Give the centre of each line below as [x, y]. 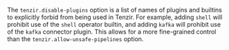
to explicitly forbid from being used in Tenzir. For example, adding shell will [115, 17]
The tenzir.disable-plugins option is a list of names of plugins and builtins [115, 10]
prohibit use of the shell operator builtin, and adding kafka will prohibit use [114, 24]
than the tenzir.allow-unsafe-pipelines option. [75, 39]
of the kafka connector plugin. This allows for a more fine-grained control [112, 32]
